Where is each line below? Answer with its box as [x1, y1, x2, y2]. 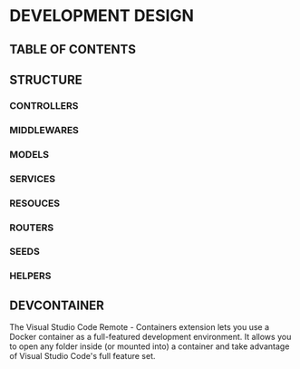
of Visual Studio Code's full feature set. [9, 351, 156, 362]
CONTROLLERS [9, 99, 79, 112]
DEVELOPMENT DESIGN [9, 5, 195, 26]
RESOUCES [9, 197, 61, 209]
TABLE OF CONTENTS [9, 42, 136, 57]
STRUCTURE [9, 72, 83, 87]
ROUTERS [9, 221, 54, 234]
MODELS [9, 148, 50, 160]
